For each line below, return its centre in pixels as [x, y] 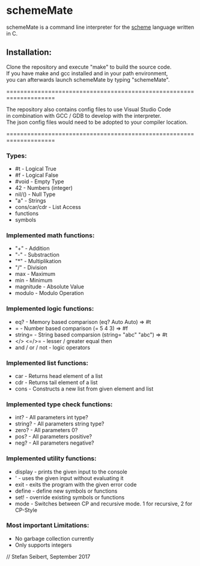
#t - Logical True [36, 169]
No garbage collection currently [54, 538]
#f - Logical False [37, 175]
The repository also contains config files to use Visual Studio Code [89, 109]
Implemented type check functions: [59, 404]
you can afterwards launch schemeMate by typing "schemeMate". [88, 79]
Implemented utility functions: [51, 458]
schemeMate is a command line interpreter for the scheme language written [100, 27]
